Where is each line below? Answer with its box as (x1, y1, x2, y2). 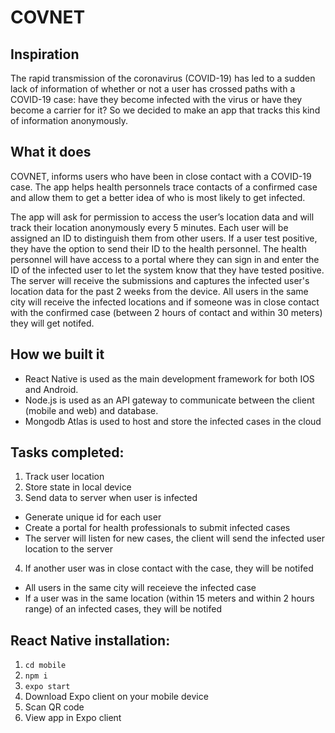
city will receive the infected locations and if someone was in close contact (10, 296, 320, 308)
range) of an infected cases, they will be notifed (24, 603, 222, 615)
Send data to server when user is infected (24, 492, 198, 504)
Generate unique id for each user (24, 511, 162, 523)
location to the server (24, 543, 113, 555)
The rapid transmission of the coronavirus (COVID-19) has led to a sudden (10, 72, 316, 84)
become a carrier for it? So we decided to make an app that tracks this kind (10, 104, 321, 116)
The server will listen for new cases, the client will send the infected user (24, 532, 325, 545)
